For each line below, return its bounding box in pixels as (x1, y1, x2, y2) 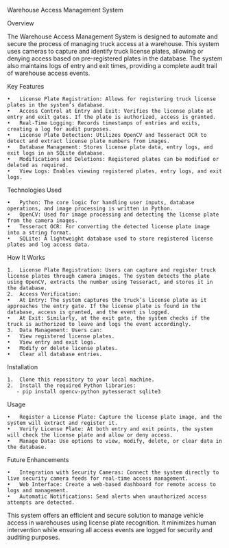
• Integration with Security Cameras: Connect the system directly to (7, 469, 219, 476)
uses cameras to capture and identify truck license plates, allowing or (7, 47, 204, 55)
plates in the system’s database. (7, 102, 106, 109)
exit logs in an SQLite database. (7, 150, 106, 157)
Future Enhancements (7, 456, 69, 463)
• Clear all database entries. (7, 351, 103, 358)
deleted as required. (7, 162, 69, 168)
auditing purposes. (7, 533, 60, 541)
